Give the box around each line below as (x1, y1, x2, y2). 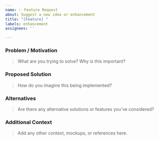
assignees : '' (5, 26, 35, 31)
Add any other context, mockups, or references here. (17, 130, 128, 136)
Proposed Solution (5, 71, 52, 78)
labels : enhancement (5, 21, 49, 27)
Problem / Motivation (5, 47, 58, 54)
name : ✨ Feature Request (5, 7, 58, 13)
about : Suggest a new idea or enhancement (5, 12, 95, 17)
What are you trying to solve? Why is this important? (17, 58, 126, 64)
